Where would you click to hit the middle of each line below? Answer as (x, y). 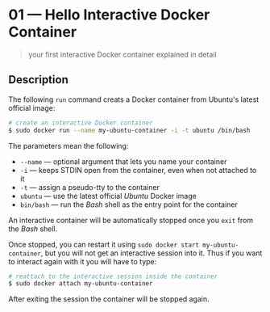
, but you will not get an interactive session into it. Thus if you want (152, 253)
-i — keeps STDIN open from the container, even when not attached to (138, 170)
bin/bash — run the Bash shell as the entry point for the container (129, 204)
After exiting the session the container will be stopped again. (109, 299)
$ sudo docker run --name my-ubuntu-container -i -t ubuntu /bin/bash (129, 130)
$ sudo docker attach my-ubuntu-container (81, 284)
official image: (32, 108)
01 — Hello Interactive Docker (109, 15)
